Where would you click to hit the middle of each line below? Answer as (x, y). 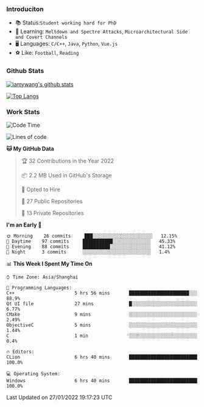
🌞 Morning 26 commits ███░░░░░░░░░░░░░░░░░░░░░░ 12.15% (92, 236)
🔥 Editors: (20, 352)
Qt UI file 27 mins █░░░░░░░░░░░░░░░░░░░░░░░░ (102, 303)
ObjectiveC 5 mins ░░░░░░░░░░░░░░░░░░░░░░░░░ (102, 325)
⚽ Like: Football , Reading (47, 53)
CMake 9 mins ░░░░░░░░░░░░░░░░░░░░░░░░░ (102, 314)
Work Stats (23, 111)
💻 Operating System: (33, 373)
